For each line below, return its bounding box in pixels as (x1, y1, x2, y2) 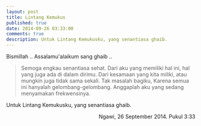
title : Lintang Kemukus (6, 14, 66, 20)
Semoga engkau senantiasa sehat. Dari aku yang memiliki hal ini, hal (20, 64, 190, 72)
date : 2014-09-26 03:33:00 (6, 25, 74, 32)
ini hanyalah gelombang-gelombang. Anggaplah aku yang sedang (20, 84, 184, 90)
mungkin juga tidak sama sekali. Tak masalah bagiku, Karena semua (20, 77, 190, 84)
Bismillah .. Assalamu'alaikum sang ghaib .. (6, 53, 113, 60)
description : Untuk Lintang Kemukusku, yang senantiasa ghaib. (6, 36, 168, 42)
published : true (6, 20, 47, 26)
